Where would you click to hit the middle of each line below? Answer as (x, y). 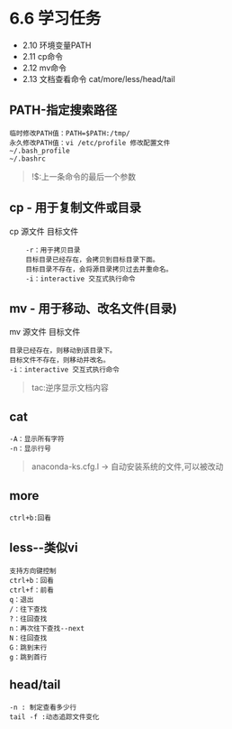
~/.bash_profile (40, 151)
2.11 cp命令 (43, 56)
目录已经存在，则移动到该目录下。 (63, 351)
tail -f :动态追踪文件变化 (54, 717)
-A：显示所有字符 (37, 439)
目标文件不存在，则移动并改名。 (60, 360)
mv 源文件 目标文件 (45, 332)
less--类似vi (44, 548)
